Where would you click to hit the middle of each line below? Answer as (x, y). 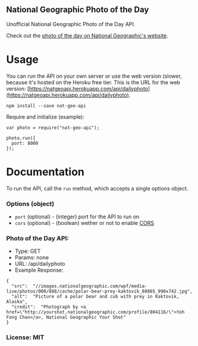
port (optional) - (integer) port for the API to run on (77, 217)
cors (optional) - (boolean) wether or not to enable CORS (84, 223)
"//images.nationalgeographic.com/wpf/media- (90, 286)
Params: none (32, 258)
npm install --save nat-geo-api (46, 106)
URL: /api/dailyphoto (40, 264)
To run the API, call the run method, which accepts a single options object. (97, 188)
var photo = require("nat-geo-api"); (53, 128)
